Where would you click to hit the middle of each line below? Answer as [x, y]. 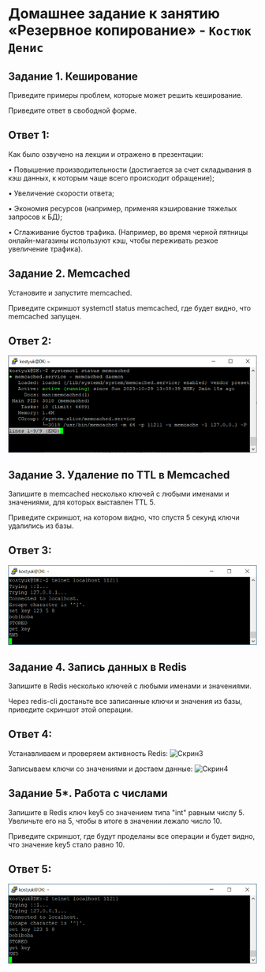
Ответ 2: [30, 341]
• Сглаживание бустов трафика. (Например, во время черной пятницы [128, 232]
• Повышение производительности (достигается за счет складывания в [130, 169]
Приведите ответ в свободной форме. [73, 110]
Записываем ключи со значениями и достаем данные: [101, 769]
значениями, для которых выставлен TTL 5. [82, 502]
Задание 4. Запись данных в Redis [97, 667]
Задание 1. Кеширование [73, 76]
